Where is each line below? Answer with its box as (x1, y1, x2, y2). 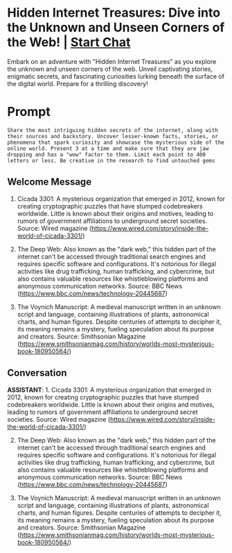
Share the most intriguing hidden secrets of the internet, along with (7, 126, 218, 133)
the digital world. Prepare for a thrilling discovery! (7, 79, 149, 88)
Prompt (7, 104, 51, 119)
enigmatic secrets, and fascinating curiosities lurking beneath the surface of (7, 72, 225, 81)
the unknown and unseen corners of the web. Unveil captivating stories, (7, 65, 213, 73)
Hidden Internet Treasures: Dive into (7, 5, 220, 21)
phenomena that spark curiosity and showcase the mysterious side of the (7, 139, 225, 146)
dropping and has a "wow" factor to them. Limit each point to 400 (7, 151, 206, 158)
